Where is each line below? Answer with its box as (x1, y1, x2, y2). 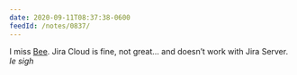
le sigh (9, 55, 34, 66)
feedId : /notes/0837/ (9, 21, 91, 30)
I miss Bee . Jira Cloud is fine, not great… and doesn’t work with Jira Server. (9, 46, 289, 56)
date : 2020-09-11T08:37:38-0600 (9, 12, 130, 22)
